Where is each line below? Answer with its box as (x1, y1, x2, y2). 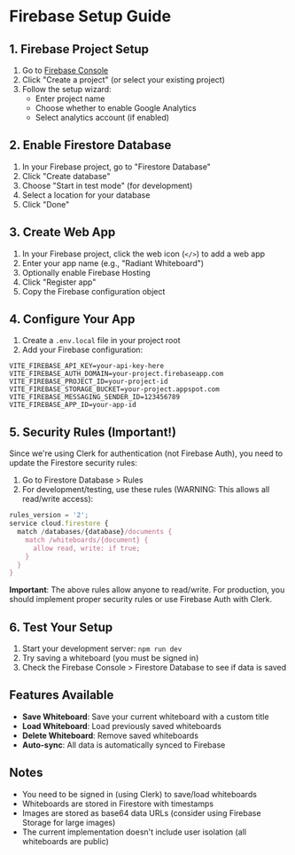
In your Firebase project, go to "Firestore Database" (21, 161, 211, 172)
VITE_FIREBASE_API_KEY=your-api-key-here (9, 362, 165, 371)
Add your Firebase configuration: (21, 344, 144, 356)
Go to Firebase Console (21, 65, 109, 75)
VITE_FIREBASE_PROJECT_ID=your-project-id (9, 377, 168, 387)
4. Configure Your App (9, 312, 136, 327)
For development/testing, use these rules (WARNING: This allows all (21, 484, 270, 495)
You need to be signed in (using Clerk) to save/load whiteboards (21, 788, 257, 799)
